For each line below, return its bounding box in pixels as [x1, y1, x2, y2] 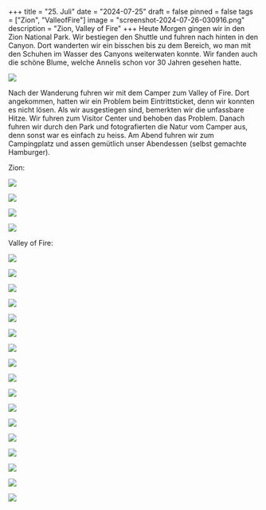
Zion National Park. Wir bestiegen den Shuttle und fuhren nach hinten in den [8, 32, 259, 42]
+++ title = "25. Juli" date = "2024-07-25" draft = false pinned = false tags [8, 7, 253, 16]
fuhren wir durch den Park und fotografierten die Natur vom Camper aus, [8, 122, 248, 131]
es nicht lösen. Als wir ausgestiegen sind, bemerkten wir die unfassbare [8, 105, 244, 114]
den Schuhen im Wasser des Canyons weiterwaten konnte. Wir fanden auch [8, 49, 258, 58]
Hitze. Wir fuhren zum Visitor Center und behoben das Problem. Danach [8, 113, 245, 123]
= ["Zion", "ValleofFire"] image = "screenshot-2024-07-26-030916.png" [8, 15, 245, 25]
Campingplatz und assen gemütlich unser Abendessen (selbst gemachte [8, 139, 247, 148]
